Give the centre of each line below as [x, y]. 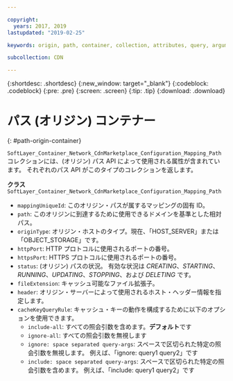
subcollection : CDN [35, 58]
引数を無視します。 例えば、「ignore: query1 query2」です [116, 353]
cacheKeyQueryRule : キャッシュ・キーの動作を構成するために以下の [112, 310]
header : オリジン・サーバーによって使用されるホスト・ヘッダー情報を [116, 292]
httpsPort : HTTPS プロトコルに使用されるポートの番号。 [98, 257]
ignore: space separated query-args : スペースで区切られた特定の [121, 344]
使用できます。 [57, 318]
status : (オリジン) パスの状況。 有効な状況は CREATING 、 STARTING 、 [118, 266]
